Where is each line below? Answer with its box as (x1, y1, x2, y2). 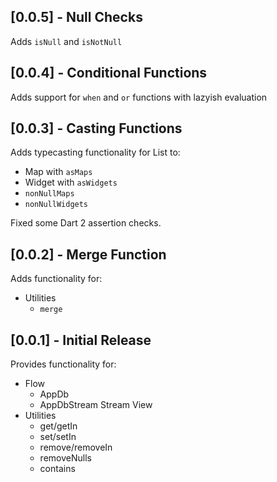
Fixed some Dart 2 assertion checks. (10, 217, 162, 229)
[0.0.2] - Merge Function (10, 246, 167, 263)
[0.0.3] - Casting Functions (10, 120, 183, 137)
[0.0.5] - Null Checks (10, 9, 143, 26)
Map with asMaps (24, 166, 93, 178)
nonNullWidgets (24, 200, 89, 210)
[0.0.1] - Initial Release (10, 331, 152, 349)
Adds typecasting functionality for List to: (10, 146, 181, 159)
